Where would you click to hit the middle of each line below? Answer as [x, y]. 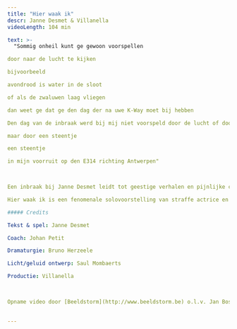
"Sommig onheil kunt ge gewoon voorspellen [78, 47]
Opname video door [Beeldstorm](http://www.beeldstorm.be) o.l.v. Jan [113, 301]
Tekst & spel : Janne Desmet [49, 225]
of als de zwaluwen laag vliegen [56, 97]
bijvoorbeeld [26, 72]
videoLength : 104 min [39, 27]
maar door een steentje [42, 136]
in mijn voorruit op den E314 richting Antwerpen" [83, 161]
